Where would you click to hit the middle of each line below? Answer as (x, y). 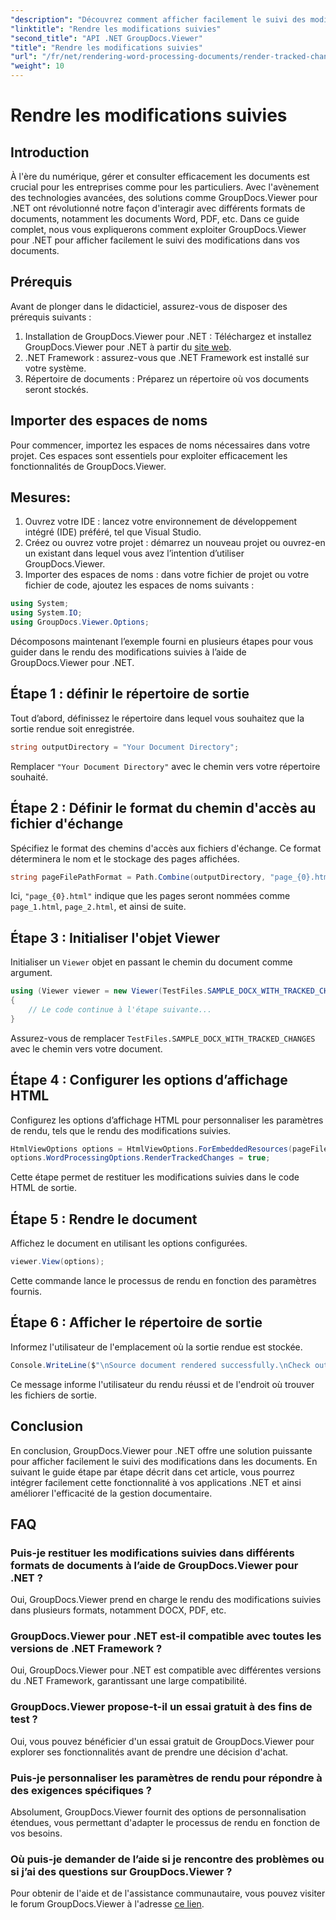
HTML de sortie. (44, 1188)
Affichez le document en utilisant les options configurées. (129, 1243)
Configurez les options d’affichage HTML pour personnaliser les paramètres (167, 1120)
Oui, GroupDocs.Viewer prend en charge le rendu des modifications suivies (166, 1600)
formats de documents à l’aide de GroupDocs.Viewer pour (154, 1565)
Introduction (50, 152)
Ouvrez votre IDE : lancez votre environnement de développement (161, 522)
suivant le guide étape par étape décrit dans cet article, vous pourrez (153, 1472)
